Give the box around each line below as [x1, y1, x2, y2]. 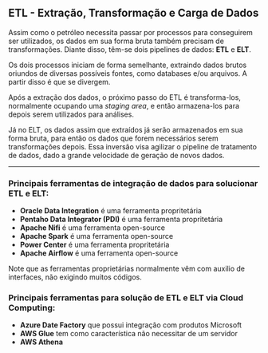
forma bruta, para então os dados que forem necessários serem [8, 133, 219, 143]
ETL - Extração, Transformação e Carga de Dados [8, 6, 259, 20]
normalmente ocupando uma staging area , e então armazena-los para [8, 101, 240, 110]
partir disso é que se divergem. [8, 77, 111, 86]
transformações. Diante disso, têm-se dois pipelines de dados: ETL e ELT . [8, 44, 251, 54]
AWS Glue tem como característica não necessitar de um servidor [19, 329, 238, 339]
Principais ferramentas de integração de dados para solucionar [8, 177, 258, 188]
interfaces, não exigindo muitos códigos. [8, 272, 142, 282]
